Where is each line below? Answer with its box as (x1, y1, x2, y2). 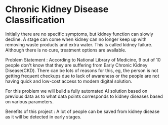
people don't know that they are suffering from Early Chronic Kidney (5, 62, 148, 68)
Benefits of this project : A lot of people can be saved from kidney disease (5, 108, 160, 114)
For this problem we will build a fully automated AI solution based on (5, 88, 148, 94)
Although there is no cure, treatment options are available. (5, 47, 127, 53)
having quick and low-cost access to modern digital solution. (5, 78, 133, 84)
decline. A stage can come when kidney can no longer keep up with (5, 36, 147, 42)
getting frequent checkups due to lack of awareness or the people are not (5, 73, 159, 79)
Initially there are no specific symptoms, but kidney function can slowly (5, 31, 153, 37)
